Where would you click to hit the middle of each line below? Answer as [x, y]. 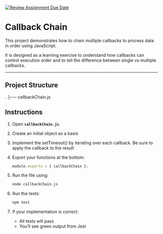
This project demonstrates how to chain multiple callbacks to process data [80, 40]
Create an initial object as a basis [45, 133]
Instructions [24, 112]
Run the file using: [30, 175]
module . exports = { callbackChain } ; [50, 166]
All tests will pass [37, 221]
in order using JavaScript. [31, 46]
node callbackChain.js [35, 184]
